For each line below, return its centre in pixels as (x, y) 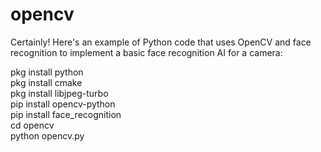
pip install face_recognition (66, 114)
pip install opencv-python (63, 104)
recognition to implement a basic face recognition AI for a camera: (146, 52)
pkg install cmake (46, 82)
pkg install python (47, 72)
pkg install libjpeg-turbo (59, 93)
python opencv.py (47, 135)
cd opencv (32, 125)
